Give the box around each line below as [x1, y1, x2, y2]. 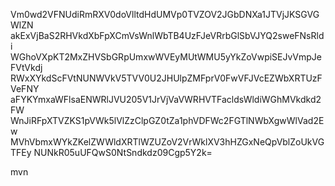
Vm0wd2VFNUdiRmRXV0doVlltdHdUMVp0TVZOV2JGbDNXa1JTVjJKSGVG [10, 9, 320, 20]
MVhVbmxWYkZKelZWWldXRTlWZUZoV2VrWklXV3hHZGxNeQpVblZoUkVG [10, 136, 325, 148]
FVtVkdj [10, 62, 43, 73]
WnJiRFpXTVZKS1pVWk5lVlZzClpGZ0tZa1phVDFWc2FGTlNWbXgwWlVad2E [10, 115, 325, 126]
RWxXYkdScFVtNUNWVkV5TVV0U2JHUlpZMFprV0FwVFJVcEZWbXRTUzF [10, 72, 323, 84]
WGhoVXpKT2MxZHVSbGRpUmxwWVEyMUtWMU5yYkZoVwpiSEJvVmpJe [10, 51, 323, 63]
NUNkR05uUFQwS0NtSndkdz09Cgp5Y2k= [33, 147, 213, 158]
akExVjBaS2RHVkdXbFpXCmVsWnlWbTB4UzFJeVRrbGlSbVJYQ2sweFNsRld [10, 30, 325, 41]
